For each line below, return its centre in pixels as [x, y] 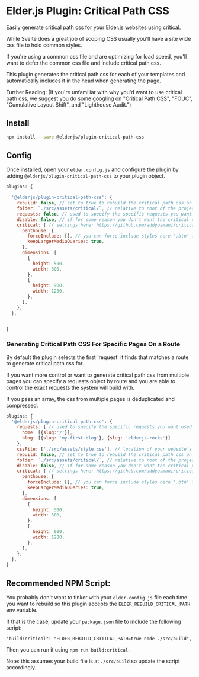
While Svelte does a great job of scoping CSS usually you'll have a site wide [99, 38]
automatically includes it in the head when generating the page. [84, 81]
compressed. [22, 405]
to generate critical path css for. [45, 363]
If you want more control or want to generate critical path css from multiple [98, 375]
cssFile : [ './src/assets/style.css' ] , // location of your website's [105, 449]
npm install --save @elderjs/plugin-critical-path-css [75, 137]
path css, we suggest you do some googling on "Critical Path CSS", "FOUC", [99, 98]
